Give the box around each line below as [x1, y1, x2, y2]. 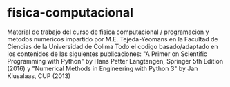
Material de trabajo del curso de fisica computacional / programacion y [7, 28, 209, 36]
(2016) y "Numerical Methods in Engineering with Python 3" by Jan [7, 64, 198, 72]
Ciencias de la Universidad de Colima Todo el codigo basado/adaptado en [7, 42, 219, 50]
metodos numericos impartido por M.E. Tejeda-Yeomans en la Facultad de [7, 35, 218, 43]
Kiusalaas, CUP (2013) [7, 71, 71, 80]
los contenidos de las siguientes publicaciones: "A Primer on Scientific [7, 50, 208, 58]
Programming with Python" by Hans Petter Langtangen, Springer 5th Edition [7, 57, 223, 65]
